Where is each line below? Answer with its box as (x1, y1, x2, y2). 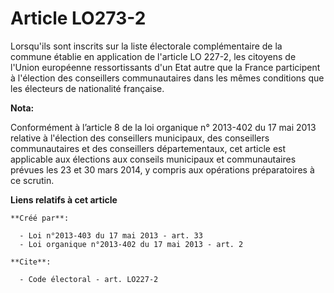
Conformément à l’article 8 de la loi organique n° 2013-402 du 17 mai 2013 (10, 121, 317, 133)
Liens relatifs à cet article (10, 193, 118, 206)
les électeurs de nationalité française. (10, 82, 165, 94)
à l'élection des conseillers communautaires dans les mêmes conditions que (10, 72, 325, 84)
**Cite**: (10, 257, 52, 267)
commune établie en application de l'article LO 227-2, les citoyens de (10, 50, 297, 62)
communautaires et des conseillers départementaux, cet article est (10, 142, 287, 154)
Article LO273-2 (10, 7, 147, 30)
